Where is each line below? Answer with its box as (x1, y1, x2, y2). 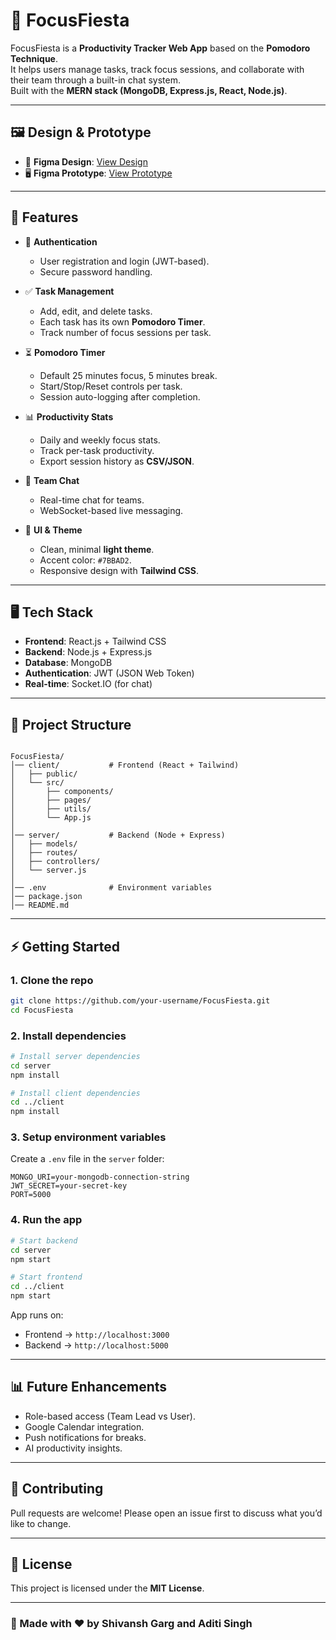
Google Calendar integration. (24, 1420, 145, 1433)
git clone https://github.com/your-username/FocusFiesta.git (10, 995, 271, 1006)
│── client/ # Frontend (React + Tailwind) (10, 760, 240, 771)
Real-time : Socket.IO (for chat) (24, 678, 153, 690)
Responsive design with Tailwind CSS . (39, 564, 199, 576)
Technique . (10, 52, 58, 64)
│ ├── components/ (10, 787, 114, 797)
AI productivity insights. (24, 1442, 123, 1454)
